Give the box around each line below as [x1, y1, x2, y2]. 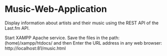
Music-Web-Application [4, 3, 107, 15]
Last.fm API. [4, 25, 30, 31]
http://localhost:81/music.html [4, 45, 66, 51]
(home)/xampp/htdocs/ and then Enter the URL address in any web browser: [4, 40, 162, 46]
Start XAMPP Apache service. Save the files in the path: [4, 35, 119, 41]
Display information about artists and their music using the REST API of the [4, 20, 158, 26]
